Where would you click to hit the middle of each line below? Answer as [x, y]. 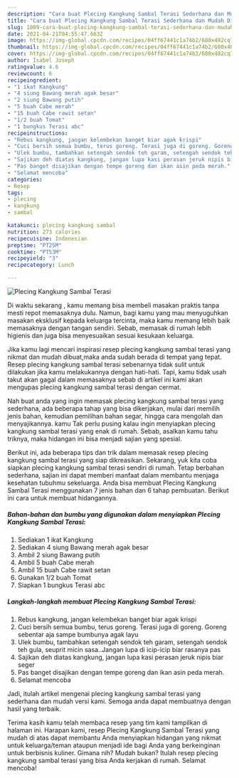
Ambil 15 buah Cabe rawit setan [64, 569]
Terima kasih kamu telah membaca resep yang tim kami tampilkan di [107, 722]
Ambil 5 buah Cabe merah [56, 562]
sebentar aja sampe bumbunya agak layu [78, 634]
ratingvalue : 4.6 [33, 67]
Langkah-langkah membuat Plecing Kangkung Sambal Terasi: [102, 601]
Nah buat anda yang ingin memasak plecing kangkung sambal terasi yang [116, 401]
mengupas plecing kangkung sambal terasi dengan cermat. [94, 387]
